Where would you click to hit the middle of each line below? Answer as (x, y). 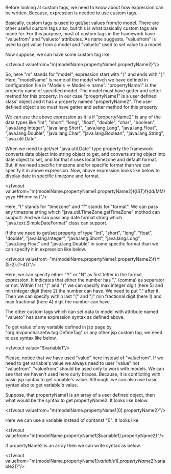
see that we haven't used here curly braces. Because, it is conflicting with (83, 374)
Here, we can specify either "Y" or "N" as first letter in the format (74, 274)
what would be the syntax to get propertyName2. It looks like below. (77, 400)
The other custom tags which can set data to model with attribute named (82, 312)
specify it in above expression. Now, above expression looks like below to (82, 170)
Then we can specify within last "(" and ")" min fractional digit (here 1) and (83, 296)
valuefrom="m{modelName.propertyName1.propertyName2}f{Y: (93, 259)
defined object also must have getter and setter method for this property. (82, 107)
